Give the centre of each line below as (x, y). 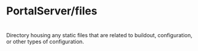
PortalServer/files (52, 11)
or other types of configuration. (45, 42)
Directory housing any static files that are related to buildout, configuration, (99, 35)
